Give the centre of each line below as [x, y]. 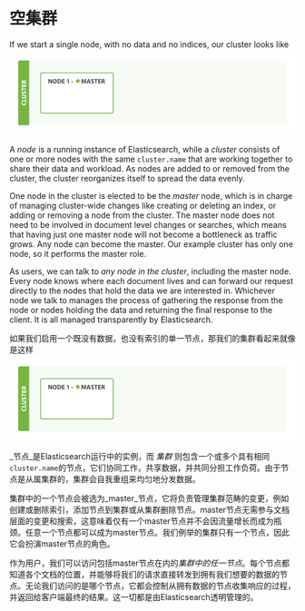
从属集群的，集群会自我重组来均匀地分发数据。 [113, 479]
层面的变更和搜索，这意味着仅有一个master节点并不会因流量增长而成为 [142, 521]
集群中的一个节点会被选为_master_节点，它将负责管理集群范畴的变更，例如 [149, 498]
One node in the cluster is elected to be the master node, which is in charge [151, 196]
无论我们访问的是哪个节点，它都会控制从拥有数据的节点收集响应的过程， [160, 586]
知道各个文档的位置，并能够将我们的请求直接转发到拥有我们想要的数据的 [144, 575]
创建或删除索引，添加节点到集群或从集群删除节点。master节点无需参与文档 [150, 510]
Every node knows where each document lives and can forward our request [151, 281]
